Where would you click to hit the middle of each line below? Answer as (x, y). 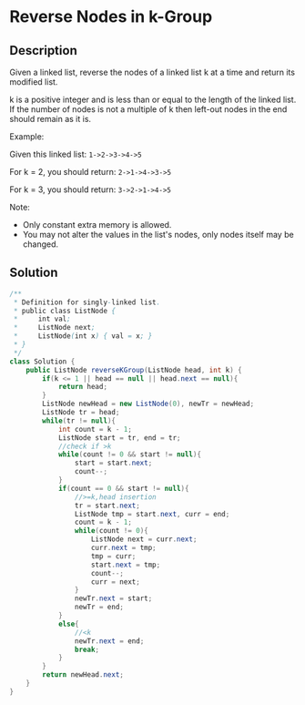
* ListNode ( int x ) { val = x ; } (83, 336)
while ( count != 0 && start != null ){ (130, 455)
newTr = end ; (99, 608)
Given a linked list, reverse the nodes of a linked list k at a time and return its (152, 72)
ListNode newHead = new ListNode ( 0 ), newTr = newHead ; (148, 404)
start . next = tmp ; (126, 565)
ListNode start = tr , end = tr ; (119, 438)
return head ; (82, 387)
